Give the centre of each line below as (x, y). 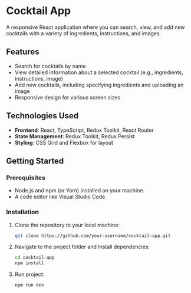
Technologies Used (42, 116)
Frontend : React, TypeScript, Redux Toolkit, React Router (84, 130)
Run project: (29, 274)
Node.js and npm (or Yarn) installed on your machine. (79, 191)
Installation (23, 212)
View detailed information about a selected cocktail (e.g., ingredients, (99, 72)
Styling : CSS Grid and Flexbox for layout (64, 142)
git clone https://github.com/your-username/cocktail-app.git (93, 236)
